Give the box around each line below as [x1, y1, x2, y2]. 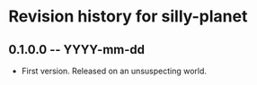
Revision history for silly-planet [8, 6, 248, 27]
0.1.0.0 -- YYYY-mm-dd [8, 42, 146, 57]
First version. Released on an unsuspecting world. [21, 65, 208, 76]
